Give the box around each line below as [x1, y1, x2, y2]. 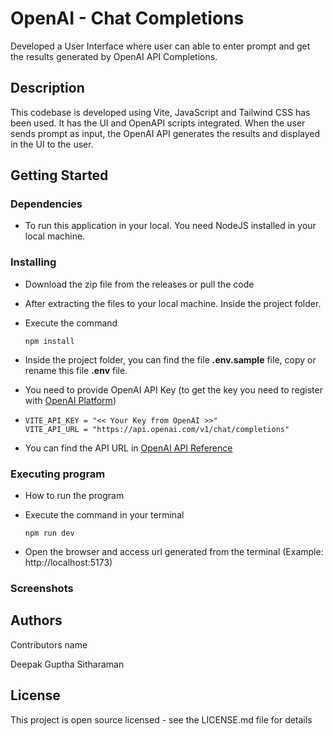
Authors [10, 612, 63, 629]
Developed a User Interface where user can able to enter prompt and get [10, 40, 311, 52]
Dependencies [10, 197, 83, 211]
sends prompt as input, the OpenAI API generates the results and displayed [10, 127, 321, 139]
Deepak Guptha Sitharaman [10, 658, 125, 670]
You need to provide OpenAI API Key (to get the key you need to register [24, 383, 323, 396]
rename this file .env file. [24, 364, 128, 376]
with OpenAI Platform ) [24, 394, 117, 406]
